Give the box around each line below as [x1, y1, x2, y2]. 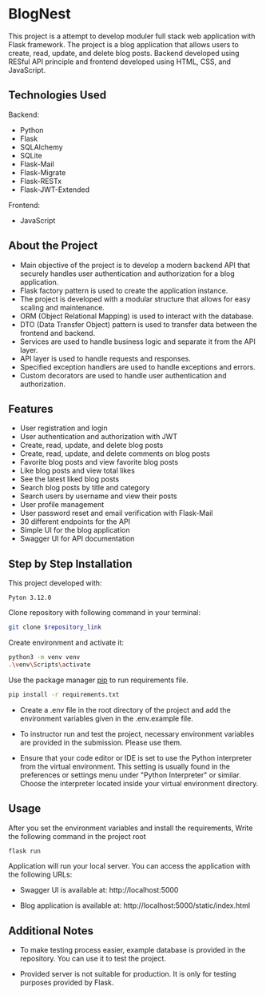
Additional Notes [8, 924, 94, 937]
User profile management [19, 500, 105, 509]
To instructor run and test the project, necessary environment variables [19, 729, 255, 738]
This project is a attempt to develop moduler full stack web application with [8, 31, 256, 41]
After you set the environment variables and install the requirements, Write [8, 823, 253, 833]
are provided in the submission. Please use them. [19, 737, 182, 747]
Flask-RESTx [19, 176, 62, 186]
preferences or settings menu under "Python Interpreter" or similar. [19, 769, 241, 780]
